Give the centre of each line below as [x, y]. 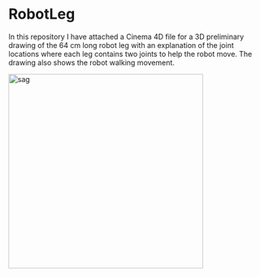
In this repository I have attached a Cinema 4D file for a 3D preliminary [126, 37]
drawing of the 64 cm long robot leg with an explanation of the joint [121, 45]
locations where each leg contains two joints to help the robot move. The [130, 54]
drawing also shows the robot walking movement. [91, 63]
